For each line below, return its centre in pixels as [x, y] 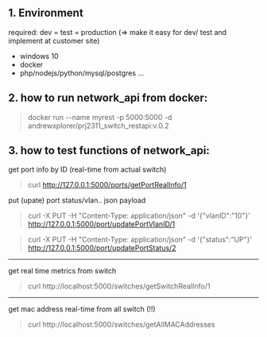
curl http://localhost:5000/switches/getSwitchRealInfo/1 [119, 286]
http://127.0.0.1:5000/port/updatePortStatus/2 [102, 248]
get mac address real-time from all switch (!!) [82, 309]
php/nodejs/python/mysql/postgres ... [82, 73]
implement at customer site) [54, 41]
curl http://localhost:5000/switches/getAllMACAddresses [122, 324]
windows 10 [39, 56]
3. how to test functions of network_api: [109, 151]
